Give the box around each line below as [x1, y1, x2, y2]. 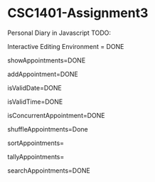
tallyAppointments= [7, 152, 65, 161]
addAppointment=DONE [7, 70, 78, 78]
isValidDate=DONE [7, 83, 62, 92]
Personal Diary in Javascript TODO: [7, 28, 112, 37]
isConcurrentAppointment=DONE [7, 111, 105, 119]
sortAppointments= [7, 139, 65, 147]
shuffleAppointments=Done [7, 124, 89, 133]
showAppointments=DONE [7, 55, 86, 65]
